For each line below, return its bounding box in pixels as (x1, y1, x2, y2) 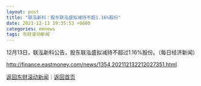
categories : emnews (6, 25, 56, 32)
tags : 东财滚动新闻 (6, 31, 50, 38)
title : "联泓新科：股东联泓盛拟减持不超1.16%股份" (6, 15, 121, 21)
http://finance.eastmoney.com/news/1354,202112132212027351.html (6, 61, 177, 68)
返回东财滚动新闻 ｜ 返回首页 (6, 73, 76, 81)
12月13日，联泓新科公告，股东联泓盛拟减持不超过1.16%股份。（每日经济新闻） (6, 49, 199, 56)
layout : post (6, 8, 39, 15)
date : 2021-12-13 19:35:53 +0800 (6, 20, 91, 26)
